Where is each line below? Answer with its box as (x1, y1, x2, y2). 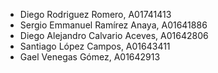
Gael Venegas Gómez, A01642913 (19, 51, 161, 63)
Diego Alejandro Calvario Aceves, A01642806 (19, 30, 209, 41)
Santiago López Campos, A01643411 (19, 40, 171, 52)
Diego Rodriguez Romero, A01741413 (19, 9, 172, 20)
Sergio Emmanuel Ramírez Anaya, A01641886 (19, 19, 208, 31)
